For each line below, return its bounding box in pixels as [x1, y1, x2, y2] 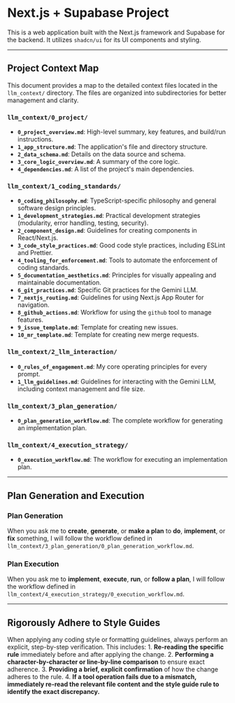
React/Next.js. [17, 233, 59, 243]
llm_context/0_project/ [7, 114, 89, 121]
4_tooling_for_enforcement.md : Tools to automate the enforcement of [17, 256, 218, 264]
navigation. [17, 301, 50, 309]
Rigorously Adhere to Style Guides [7, 617, 161, 629]
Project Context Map [7, 62, 99, 74]
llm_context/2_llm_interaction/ [7, 348, 117, 356]
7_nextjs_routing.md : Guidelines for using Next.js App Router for [17, 293, 204, 302]
